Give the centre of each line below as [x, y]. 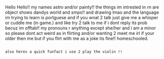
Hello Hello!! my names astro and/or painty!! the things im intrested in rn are [82, 7]
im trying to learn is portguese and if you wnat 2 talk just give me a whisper [82, 17]
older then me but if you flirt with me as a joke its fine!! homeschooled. [77, 38]
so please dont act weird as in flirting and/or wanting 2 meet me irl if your [80, 33]
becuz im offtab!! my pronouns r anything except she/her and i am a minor [81, 28]
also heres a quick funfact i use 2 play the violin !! [64, 52]
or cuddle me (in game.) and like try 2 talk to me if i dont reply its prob [76, 23]
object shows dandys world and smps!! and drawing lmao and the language [82, 12]
